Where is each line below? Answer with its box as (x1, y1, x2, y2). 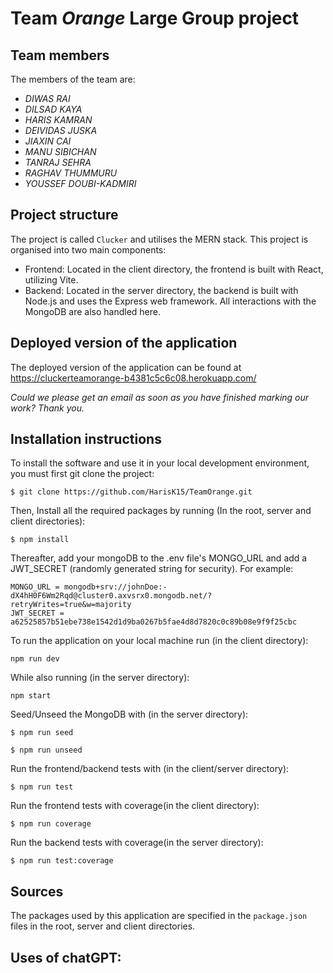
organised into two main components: (10, 243, 167, 256)
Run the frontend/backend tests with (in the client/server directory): (10, 763, 290, 775)
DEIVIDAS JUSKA (24, 125, 98, 136)
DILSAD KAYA (24, 103, 83, 115)
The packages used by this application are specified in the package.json (10, 910, 308, 922)
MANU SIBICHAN (24, 146, 97, 157)
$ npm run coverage (10, 819, 92, 829)
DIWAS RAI (24, 93, 71, 104)
